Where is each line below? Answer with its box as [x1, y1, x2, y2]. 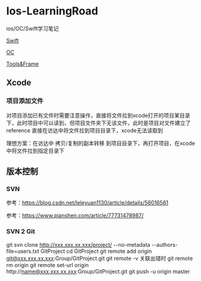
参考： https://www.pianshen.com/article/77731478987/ [6, 212, 144, 219]
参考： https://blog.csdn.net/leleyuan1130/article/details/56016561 [6, 199, 169, 206]
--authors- [151, 241, 178, 248]
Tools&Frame [6, 60, 39, 67]
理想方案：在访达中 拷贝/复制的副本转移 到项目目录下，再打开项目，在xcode [6, 140, 196, 147]
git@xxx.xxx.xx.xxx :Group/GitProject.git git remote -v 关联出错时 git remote [6, 255, 193, 262]
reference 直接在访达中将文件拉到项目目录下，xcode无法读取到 [6, 126, 164, 134]
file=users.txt [6, 247, 39, 255]
